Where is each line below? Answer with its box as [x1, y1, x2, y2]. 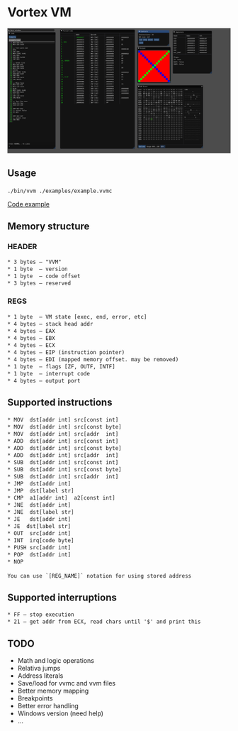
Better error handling [17, 702, 79, 710]
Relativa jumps [17, 664, 61, 673]
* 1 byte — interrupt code [7, 370, 91, 377]
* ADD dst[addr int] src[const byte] [7, 444, 122, 451]
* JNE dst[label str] [7, 508, 74, 515]
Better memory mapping [17, 686, 89, 696]
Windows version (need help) [17, 709, 104, 718]
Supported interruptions [7, 591, 117, 603]
